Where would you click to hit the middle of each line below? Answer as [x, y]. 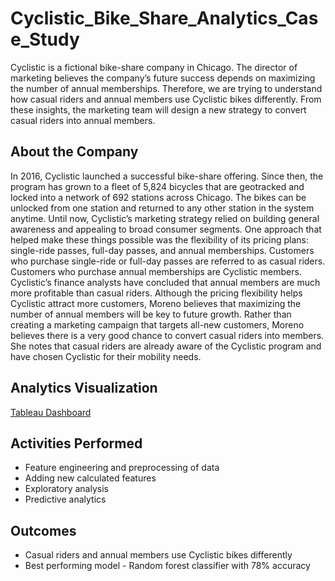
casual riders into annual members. [83, 120]
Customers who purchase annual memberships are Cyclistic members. [156, 271]
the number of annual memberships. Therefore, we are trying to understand [166, 88]
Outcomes [43, 530]
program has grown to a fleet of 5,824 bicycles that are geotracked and [157, 186]
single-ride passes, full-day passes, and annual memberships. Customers [162, 250]
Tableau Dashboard [51, 412]
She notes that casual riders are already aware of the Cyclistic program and [166, 346]
